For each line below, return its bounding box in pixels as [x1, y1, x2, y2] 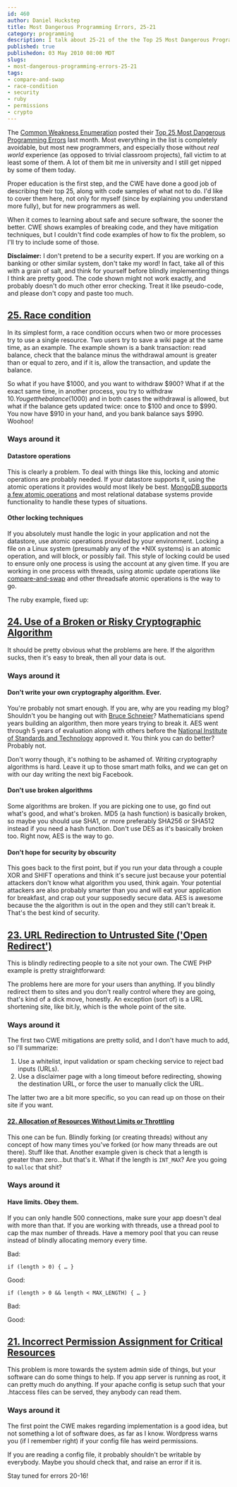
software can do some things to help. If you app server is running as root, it [7, 1373, 226, 1381]
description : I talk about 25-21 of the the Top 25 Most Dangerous [7, 37, 210, 44]
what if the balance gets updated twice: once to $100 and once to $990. [7, 401, 217, 410]
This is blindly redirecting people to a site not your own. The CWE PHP [7, 959, 212, 967]
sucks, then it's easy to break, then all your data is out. [7, 653, 166, 662]
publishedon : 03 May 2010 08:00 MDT [7, 50, 115, 57]
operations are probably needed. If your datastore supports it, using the [7, 475, 216, 483]
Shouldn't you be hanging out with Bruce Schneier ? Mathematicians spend [7, 711, 224, 720]
